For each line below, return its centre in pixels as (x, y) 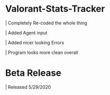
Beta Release (33, 73)
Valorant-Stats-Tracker (55, 9)
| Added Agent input (26, 33)
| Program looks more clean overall (42, 52)
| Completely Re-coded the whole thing (46, 23)
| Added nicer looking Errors (35, 42)
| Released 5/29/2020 (28, 87)
